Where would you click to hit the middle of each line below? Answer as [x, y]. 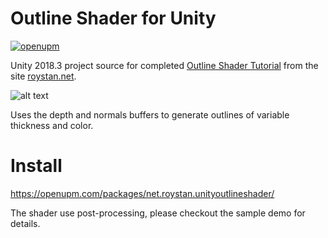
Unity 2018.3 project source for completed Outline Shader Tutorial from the [164, 65]
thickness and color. [52, 125]
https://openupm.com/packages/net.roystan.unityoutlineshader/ [142, 193]
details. [25, 223]
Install [36, 166]
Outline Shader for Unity [113, 18]
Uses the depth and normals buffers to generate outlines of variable [150, 114]
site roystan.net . [43, 76]
